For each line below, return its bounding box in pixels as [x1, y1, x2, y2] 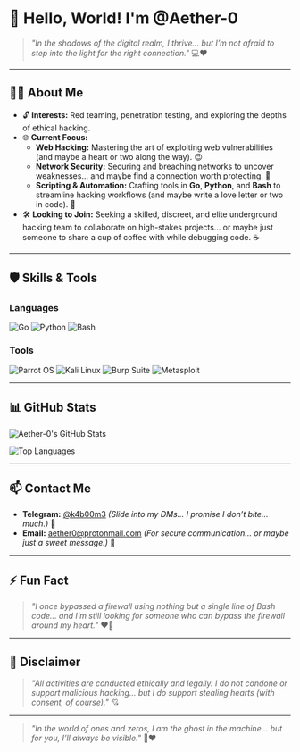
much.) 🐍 [21, 518, 56, 530]
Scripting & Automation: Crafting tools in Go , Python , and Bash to [35, 180, 281, 190]
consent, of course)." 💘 [30, 697, 120, 707]
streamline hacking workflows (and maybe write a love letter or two [35, 189, 284, 200]
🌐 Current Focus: [21, 131, 88, 142]
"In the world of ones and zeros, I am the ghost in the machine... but [30, 723, 283, 733]
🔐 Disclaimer [9, 654, 81, 669]
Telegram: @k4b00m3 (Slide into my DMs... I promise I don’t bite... [21, 509, 269, 520]
